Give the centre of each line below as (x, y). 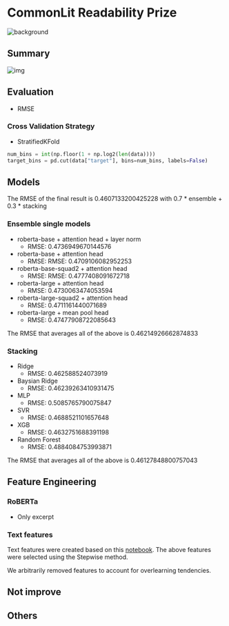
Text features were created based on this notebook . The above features (109, 550)
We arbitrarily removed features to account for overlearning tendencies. (109, 570)
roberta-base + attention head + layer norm (79, 239)
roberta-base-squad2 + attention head (72, 268)
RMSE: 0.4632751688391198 (68, 433)
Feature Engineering (52, 482)
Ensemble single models (49, 224)
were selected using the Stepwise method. (68, 557)
